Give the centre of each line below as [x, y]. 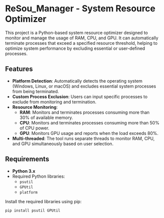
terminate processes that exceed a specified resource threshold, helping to [81, 43]
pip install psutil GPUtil [33, 210]
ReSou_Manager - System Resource [80, 9]
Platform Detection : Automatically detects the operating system [77, 81]
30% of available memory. [46, 117]
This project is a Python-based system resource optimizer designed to [77, 32]
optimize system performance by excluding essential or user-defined [75, 48]
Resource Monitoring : [35, 107]
